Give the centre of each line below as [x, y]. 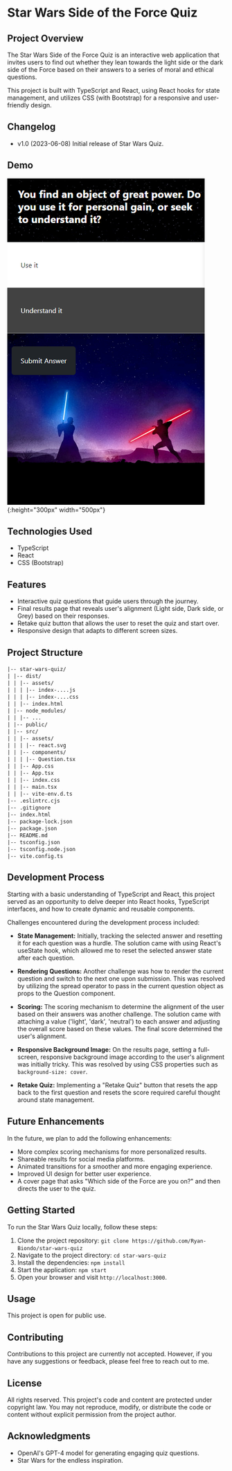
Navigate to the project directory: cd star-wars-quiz [92, 1255]
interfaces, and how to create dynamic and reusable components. [101, 909]
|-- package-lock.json [40, 822]
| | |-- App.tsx [30, 774]
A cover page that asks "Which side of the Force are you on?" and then [119, 1181]
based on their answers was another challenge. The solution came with [119, 1014]
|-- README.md [28, 836]
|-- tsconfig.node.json [42, 850]
